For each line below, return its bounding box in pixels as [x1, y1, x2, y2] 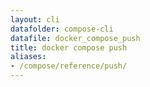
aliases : [10, 52, 47, 62]
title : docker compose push [10, 42, 128, 53]
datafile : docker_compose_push [10, 33, 141, 43]
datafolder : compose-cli [10, 24, 114, 34]
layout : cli [10, 14, 60, 25]
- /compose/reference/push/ [10, 61, 128, 71]
